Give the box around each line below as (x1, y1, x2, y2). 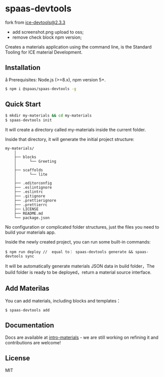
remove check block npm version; (12, 34, 82, 40)
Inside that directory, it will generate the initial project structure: (5, 136, 135, 142)
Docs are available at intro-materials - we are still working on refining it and (5, 334, 159, 340)
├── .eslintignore (14, 185, 52, 190)
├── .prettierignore (14, 198, 56, 203)
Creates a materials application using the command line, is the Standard (5, 44, 152, 50)
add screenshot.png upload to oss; (12, 29, 84, 35)
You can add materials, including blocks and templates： (5, 298, 121, 304)
